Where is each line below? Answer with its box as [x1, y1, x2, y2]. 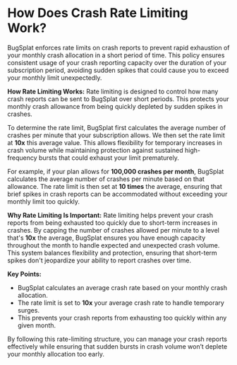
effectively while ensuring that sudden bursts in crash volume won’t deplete [7, 342, 228, 351]
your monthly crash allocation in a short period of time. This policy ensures [7, 51, 225, 59]
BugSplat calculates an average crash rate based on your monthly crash [17, 283, 228, 291]
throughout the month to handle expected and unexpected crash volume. [7, 241, 220, 249]
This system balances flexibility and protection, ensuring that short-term [7, 248, 217, 257]
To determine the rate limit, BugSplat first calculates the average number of [7, 123, 226, 132]
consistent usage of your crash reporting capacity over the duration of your [7, 58, 227, 66]
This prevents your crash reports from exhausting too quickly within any [17, 313, 227, 322]
